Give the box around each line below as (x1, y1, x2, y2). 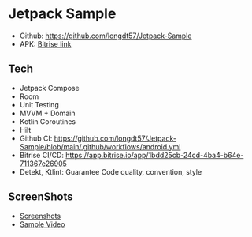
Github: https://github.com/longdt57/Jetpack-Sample (19, 31, 192, 40)
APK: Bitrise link (19, 39, 72, 48)
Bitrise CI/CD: (19, 150, 65, 160)
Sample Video (19, 219, 65, 229)
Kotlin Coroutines (19, 116, 76, 126)
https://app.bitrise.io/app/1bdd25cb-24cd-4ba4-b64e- (65, 150, 244, 160)
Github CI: (19, 134, 53, 143)
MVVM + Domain (19, 108, 76, 118)
